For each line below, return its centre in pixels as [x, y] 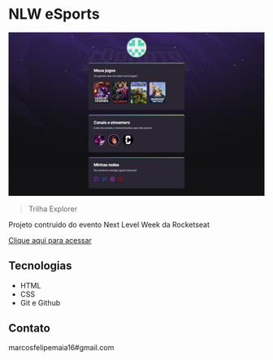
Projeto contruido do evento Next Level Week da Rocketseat [109, 224]
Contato [29, 329]
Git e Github [40, 302]
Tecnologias [40, 266]
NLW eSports [54, 14]
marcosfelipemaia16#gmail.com [61, 348]
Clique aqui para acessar [50, 240]
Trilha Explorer [53, 209]
